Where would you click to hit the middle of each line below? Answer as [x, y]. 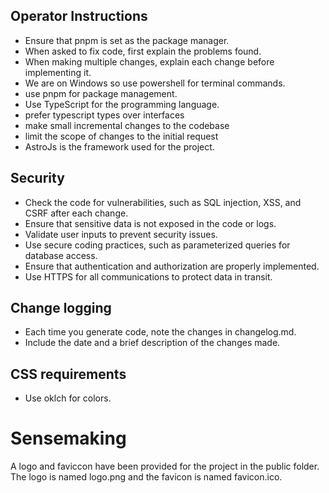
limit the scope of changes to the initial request [121, 136]
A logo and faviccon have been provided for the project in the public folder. [165, 466]
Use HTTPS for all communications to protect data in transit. [148, 276]
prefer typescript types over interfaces [104, 115]
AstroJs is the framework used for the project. [119, 146]
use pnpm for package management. [101, 93]
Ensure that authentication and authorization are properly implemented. [172, 266]
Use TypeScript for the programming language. [122, 104]
